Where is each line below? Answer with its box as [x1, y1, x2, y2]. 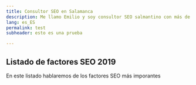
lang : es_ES [6, 19, 35, 25]
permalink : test [6, 24, 46, 31]
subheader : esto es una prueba [6, 30, 83, 36]
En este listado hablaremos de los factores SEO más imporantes [6, 72, 161, 79]
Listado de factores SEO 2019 [6, 56, 116, 67]
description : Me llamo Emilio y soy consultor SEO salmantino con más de [6, 14, 191, 20]
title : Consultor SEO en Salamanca [6, 8, 93, 15]
